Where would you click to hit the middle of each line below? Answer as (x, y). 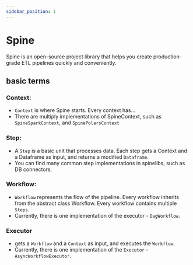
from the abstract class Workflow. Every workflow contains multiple (96, 203)
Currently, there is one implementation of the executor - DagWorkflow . (97, 215)
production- (167, 57)
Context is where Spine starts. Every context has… (75, 110)
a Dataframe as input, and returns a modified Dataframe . (81, 157)
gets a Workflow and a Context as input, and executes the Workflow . (94, 243)
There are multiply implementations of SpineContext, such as (88, 117)
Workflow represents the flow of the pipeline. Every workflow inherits (97, 197)
